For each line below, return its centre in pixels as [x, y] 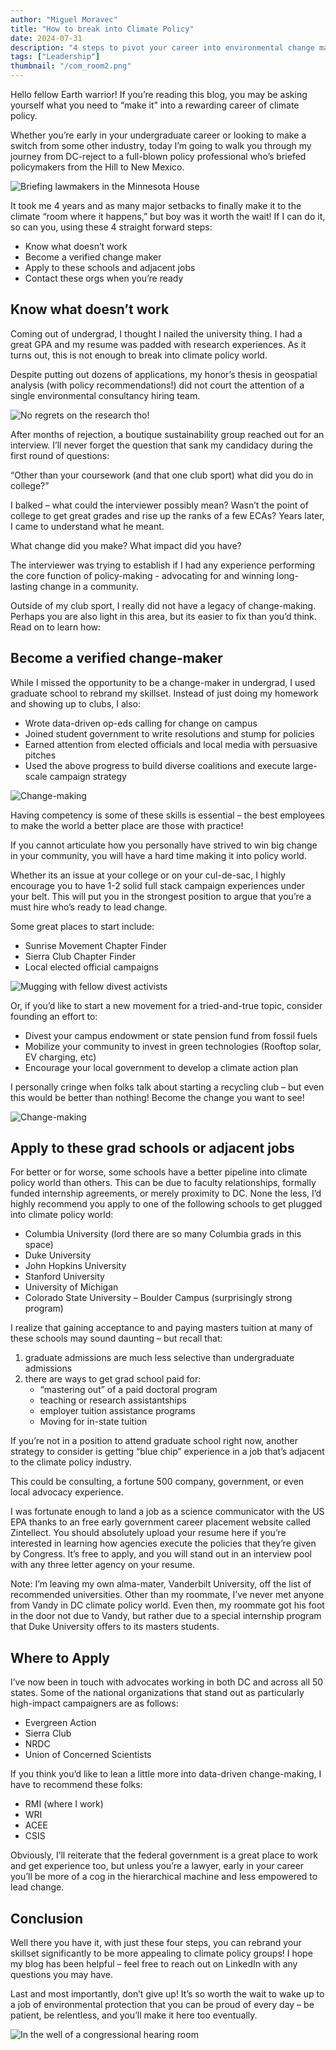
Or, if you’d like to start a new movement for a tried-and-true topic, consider [166, 1005]
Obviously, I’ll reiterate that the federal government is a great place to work [164, 1855]
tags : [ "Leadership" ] [55, 57]
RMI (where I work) [64, 1804]
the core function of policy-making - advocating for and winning [142, 575]
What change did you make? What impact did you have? [126, 545]
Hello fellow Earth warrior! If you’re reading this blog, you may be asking [159, 94]
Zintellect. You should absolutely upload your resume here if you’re [148, 1533]
